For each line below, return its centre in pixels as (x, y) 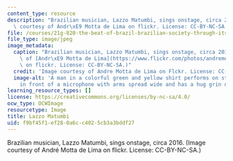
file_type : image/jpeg (40, 39)
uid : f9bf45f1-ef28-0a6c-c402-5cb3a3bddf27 (71, 123)
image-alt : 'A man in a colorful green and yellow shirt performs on (116, 78)
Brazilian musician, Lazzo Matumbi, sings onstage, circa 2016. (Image (106, 142)
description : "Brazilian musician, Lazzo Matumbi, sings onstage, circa (114, 20)
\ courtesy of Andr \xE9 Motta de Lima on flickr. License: (101, 26)
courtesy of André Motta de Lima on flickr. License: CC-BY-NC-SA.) (104, 150)
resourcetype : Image (37, 110)
